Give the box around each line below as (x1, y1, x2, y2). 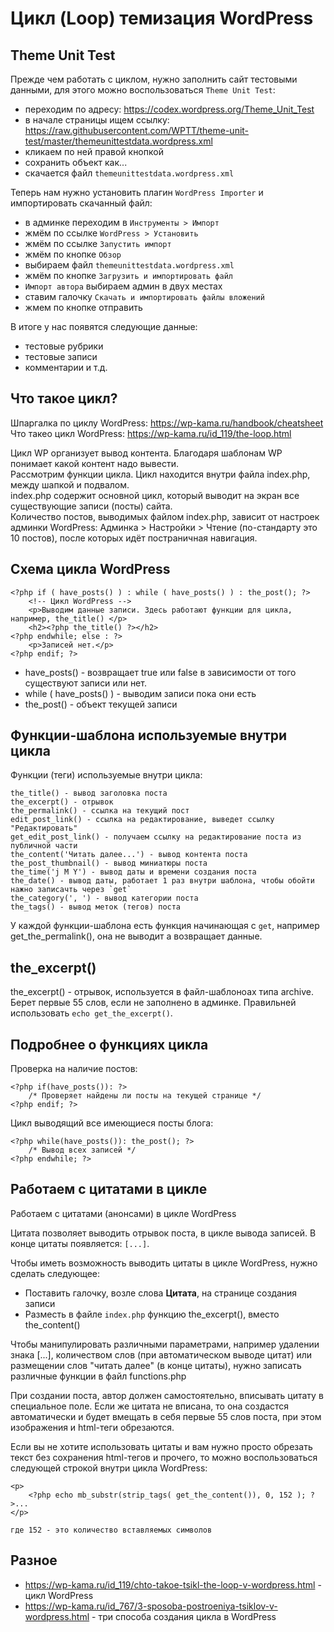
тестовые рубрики (24, 340, 104, 352)
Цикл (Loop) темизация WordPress (10, 7, 314, 30)
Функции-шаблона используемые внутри (10, 727, 288, 744)
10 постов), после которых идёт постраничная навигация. (10, 532, 258, 544)
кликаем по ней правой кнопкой (24, 146, 164, 157)
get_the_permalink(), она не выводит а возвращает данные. (10, 930, 263, 942)
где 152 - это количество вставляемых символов (10, 1525, 213, 1535)
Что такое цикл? (10, 390, 118, 407)
